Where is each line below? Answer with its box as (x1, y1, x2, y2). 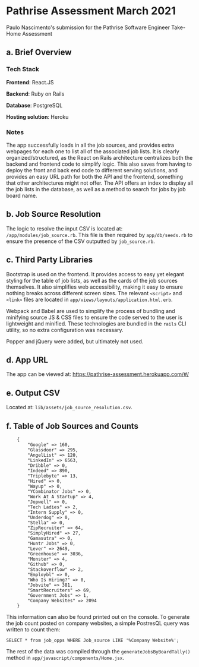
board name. (6, 192, 37, 199)
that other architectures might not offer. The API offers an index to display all (6, 179, 194, 186)
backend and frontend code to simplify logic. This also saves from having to (6, 160, 192, 167)
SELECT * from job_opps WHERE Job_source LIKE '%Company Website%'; (6, 637, 179, 643)
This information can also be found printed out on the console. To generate (6, 613, 190, 620)
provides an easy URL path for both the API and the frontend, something (6, 173, 183, 180)
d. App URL (6, 355, 49, 365)
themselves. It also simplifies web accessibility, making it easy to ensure (6, 283, 183, 290)
